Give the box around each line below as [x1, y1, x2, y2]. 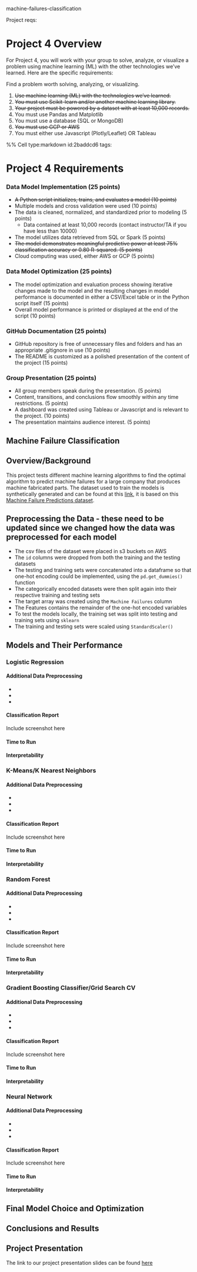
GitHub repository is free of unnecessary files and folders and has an [14, 341, 182, 348]
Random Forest [6, 875, 51, 883]
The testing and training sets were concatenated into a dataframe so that [14, 567, 192, 574]
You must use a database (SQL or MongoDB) [14, 117, 123, 124]
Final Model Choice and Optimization [6, 1204, 144, 1214]
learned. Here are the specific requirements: [6, 69, 113, 76]
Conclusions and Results [6, 1224, 99, 1234]
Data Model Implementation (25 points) [6, 183, 121, 191]
